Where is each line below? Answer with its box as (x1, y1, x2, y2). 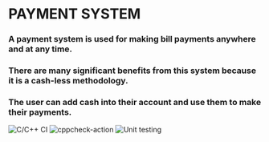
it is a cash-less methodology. (8, 75, 128, 87)
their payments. (8, 106, 72, 117)
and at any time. (8, 43, 72, 55)
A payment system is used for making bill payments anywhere (8, 34, 257, 45)
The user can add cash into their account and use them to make (8, 96, 262, 108)
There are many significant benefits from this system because (8, 65, 257, 76)
